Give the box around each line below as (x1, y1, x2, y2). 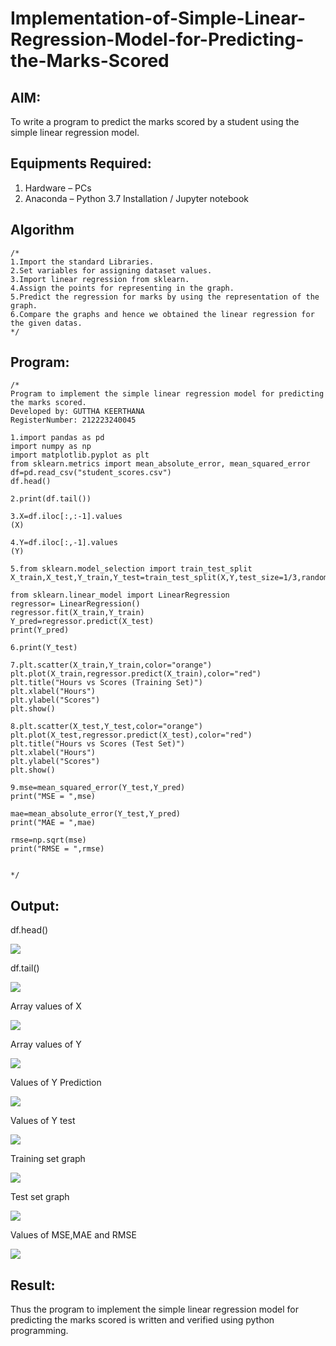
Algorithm (10, 222, 75, 239)
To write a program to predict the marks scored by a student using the (10, 116, 300, 127)
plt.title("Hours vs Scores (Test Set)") (10, 739, 186, 749)
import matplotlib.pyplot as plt (10, 450, 150, 461)
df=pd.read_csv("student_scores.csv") (10, 468, 172, 478)
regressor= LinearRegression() (10, 599, 141, 609)
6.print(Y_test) (10, 643, 78, 653)
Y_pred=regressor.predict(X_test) (10, 617, 155, 627)
